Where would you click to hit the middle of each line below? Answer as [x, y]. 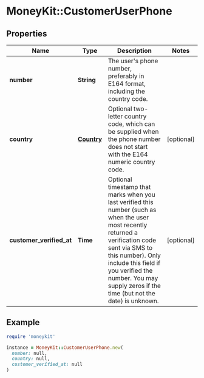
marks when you [132, 194]
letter [115, 116]
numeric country [131, 162]
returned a [123, 232]
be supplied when [133, 132]
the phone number [134, 139]
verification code [132, 240]
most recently [127, 225]
